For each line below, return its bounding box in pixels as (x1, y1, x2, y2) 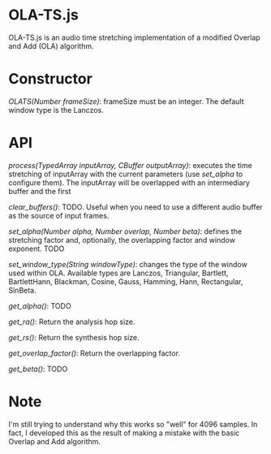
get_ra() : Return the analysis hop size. (8, 317, 135, 326)
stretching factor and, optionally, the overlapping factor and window (8, 235, 235, 244)
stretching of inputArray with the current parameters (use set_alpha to (8, 169, 243, 179)
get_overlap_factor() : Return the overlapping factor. (8, 348, 181, 358)
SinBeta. (8, 285, 37, 295)
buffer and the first (8, 186, 71, 196)
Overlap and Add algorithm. (8, 436, 101, 446)
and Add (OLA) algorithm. (8, 41, 94, 50)
